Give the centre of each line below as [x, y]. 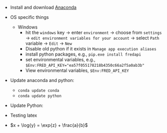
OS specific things [29, 17]
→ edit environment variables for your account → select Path [92, 38]
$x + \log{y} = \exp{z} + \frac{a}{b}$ [49, 125]
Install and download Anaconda [43, 7]
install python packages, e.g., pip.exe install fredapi [83, 54]
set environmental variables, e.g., [60, 60]
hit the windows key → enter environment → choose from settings [93, 32]
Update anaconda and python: [42, 80]
